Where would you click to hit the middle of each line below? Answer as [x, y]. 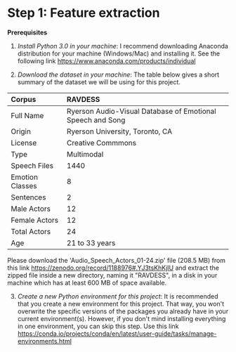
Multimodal [85, 154]
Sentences [28, 197]
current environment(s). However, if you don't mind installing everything [122, 318]
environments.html [45, 341]
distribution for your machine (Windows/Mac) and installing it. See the [118, 53]
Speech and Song [96, 119]
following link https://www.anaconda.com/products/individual [106, 60]
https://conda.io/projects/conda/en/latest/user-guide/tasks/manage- [117, 333]
